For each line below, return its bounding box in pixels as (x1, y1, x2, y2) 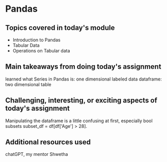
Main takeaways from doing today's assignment (5, 62, 161, 71)
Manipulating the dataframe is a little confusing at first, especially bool (5, 118, 153, 124)
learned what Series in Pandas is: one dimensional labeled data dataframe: (5, 76, 162, 82)
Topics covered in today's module (5, 23, 115, 32)
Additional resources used (5, 138, 91, 147)
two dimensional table (5, 81, 52, 87)
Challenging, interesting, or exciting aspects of (5, 96, 158, 105)
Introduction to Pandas (12, 37, 61, 43)
